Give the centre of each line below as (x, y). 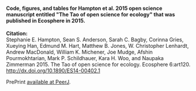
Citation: (17, 34)
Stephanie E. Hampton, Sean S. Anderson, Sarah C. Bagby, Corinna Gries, (95, 40)
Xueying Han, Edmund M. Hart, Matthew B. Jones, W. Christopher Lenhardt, (97, 46)
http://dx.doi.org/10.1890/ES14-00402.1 (53, 71)
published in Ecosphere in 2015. (46, 20)
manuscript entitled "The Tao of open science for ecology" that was (91, 14)
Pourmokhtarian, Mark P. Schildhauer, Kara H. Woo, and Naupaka (85, 58)
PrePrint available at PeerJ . (39, 82)
